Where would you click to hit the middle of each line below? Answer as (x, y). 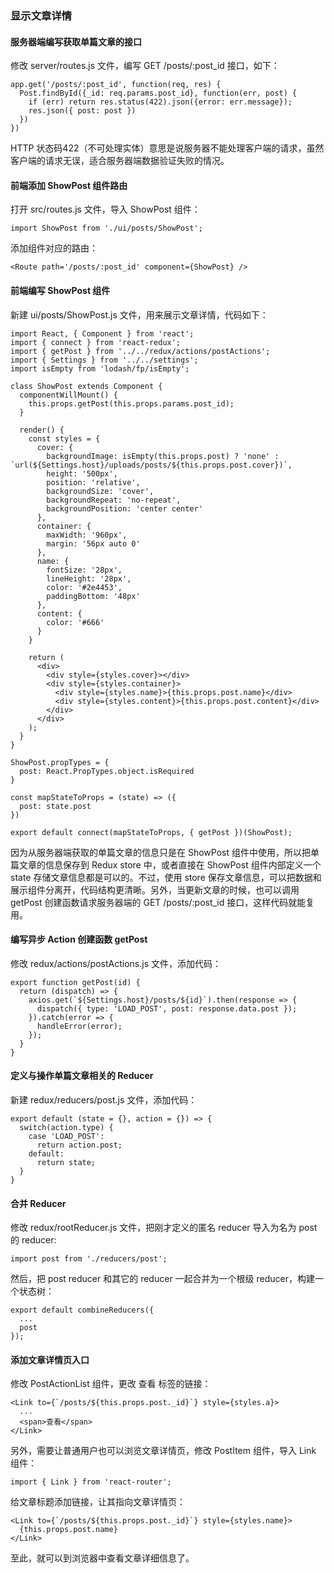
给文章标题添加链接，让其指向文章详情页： (98, 1502)
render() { (42, 430)
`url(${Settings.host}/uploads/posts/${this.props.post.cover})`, (151, 465)
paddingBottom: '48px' (93, 596)
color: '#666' (75, 622)
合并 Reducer (38, 1203)
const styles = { (64, 438)
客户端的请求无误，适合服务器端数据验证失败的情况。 (120, 161)
